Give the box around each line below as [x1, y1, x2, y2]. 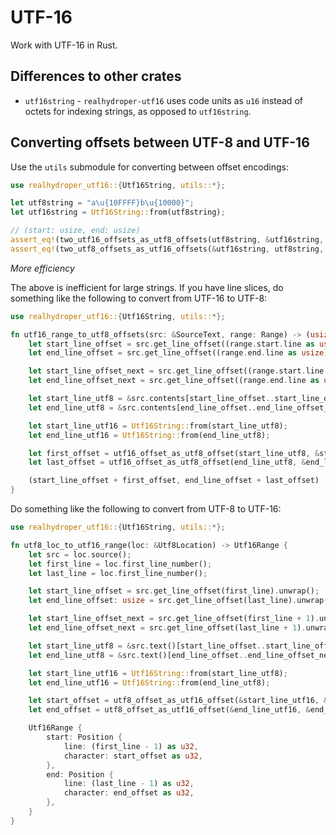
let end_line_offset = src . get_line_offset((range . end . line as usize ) [28, 348, 329, 358]
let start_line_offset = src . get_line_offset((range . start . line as [28, 339, 315, 349]
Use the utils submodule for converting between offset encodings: [10, 161, 289, 173]
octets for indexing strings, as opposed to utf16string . [24, 105, 252, 117]
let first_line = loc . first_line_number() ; [28, 559, 213, 569]
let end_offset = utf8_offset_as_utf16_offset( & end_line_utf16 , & [28, 705, 311, 715]
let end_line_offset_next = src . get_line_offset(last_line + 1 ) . [28, 623, 307, 633]
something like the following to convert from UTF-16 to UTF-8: [10, 292, 268, 304]
